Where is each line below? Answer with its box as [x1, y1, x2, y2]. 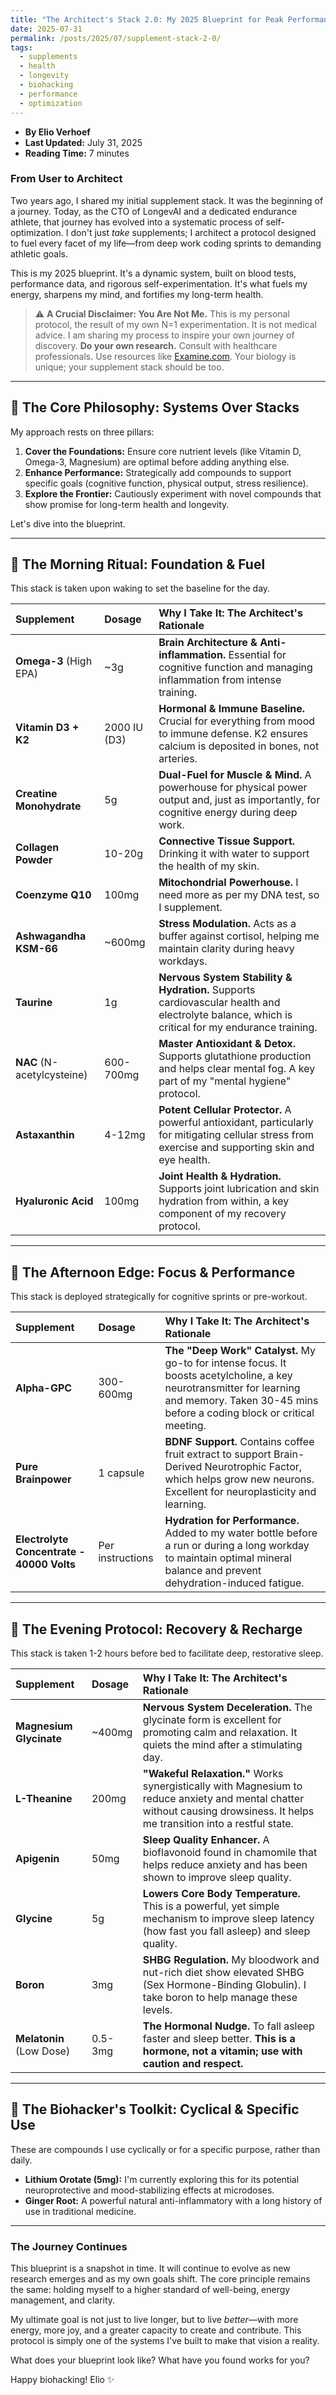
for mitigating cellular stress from [158, 1128, 315, 1142]
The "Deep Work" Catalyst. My [164, 1344, 316, 1358]
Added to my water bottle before [164, 1526, 318, 1540]
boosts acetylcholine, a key [164, 1369, 293, 1383]
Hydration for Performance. [164, 1514, 300, 1528]
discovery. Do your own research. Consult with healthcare [34, 339, 278, 351]
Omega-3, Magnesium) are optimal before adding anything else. [24, 456, 290, 468]
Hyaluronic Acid [15, 1194, 94, 1208]
